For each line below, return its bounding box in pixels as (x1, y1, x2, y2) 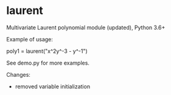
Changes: (6, 71, 30, 78)
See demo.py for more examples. (6, 59, 90, 66)
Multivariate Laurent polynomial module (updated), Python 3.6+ (6, 24, 166, 31)
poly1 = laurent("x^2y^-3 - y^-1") (6, 47, 88, 55)
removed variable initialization (15, 83, 90, 90)
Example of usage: (6, 35, 54, 43)
